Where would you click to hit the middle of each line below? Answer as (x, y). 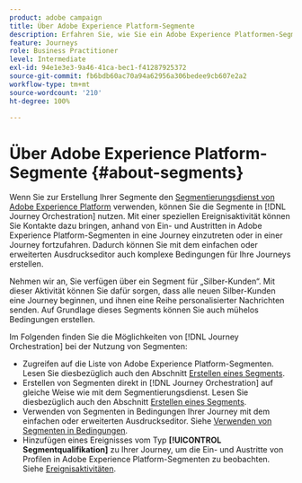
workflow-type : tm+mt (50, 84)
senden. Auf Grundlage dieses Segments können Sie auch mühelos (134, 310)
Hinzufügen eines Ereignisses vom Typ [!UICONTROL (122, 440)
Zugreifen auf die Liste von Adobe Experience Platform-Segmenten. (148, 364)
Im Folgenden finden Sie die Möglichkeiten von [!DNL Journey (124, 337)
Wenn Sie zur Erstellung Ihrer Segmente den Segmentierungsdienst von (142, 198)
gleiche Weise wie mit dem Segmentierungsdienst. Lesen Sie (135, 392)
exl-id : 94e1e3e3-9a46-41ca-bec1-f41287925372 (98, 68)
